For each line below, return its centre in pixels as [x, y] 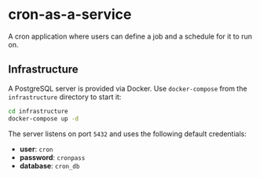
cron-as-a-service [70, 15]
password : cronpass [52, 157]
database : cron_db [49, 165]
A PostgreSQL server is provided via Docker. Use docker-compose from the [128, 88]
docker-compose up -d [44, 119]
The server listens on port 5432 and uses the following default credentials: [128, 133]
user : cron [36, 149]
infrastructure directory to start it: [65, 97]
